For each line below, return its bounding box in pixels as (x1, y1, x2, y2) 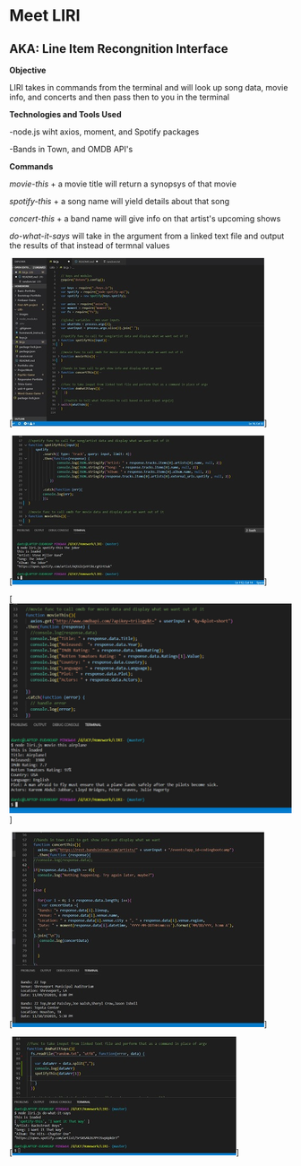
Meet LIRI (9, 5, 81, 26)
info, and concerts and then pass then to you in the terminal (9, 91, 230, 102)
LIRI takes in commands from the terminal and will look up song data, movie (9, 82, 288, 92)
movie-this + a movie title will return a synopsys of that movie (9, 178, 237, 189)
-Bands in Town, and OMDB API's (9, 144, 133, 154)
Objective (9, 65, 47, 75)
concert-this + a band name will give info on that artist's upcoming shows (9, 213, 281, 224)
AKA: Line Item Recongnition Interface (9, 41, 228, 56)
